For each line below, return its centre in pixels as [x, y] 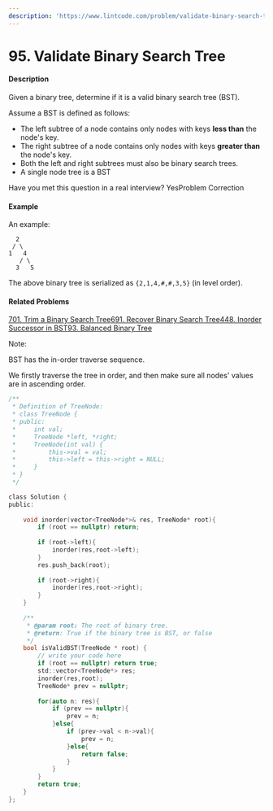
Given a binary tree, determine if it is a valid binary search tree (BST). [124, 98]
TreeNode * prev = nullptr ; [83, 686]
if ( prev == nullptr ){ [90, 709]
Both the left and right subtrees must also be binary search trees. [129, 164]
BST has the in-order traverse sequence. [77, 360]
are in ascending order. [47, 384]
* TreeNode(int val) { [58, 444]
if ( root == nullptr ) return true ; [98, 664]
